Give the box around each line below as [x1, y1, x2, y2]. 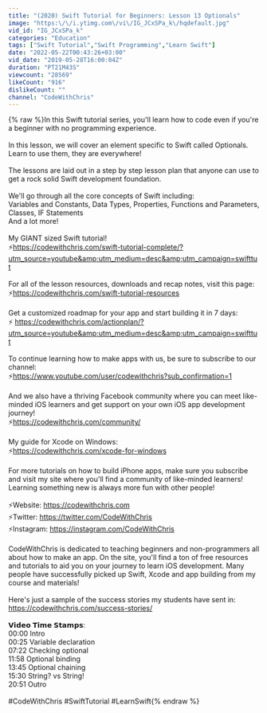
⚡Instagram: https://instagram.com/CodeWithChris [8, 524, 175, 534]
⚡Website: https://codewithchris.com [8, 500, 130, 510]
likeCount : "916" [8, 78, 66, 86]
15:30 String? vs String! [8, 671, 85, 681]
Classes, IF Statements [8, 208, 84, 217]
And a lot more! [8, 217, 59, 226]
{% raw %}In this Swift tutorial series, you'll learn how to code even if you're [8, 115, 259, 124]
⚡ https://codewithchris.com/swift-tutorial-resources [8, 288, 180, 298]
